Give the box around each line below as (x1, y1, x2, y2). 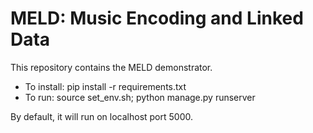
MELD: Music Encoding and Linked (10, 7, 304, 30)
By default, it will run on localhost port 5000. (10, 110, 193, 122)
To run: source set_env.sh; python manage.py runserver (24, 91, 256, 103)
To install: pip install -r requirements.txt (24, 80, 187, 92)
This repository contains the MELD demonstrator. (10, 61, 213, 73)
